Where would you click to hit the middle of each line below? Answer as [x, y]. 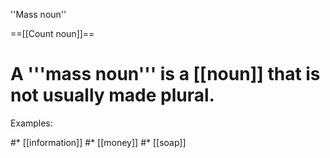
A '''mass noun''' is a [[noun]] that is [165, 74]
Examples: [31, 123]
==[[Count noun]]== [52, 33]
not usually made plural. [112, 95]
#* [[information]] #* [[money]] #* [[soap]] [98, 142]
